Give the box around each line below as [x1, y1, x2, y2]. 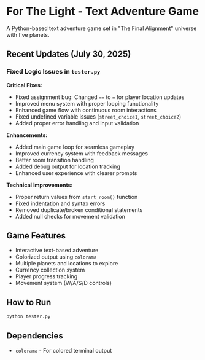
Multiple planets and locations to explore [15, 260, 118, 267]
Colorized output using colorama [15, 253, 97, 260]
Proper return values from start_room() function [15, 193, 138, 200]
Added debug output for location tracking [15, 163, 121, 170]
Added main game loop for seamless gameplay [15, 143, 135, 151]
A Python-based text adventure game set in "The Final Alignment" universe [6, 25, 197, 32]
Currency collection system [15, 266, 85, 274]
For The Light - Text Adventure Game [6, 4, 199, 18]
